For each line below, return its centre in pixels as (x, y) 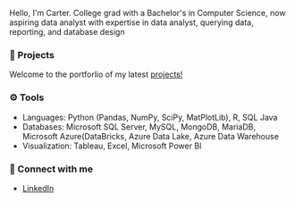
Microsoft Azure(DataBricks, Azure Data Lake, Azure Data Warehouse (151, 136)
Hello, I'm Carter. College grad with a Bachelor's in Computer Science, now (147, 13)
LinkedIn (38, 188)
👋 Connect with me (51, 169)
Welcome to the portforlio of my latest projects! (96, 74)
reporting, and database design (67, 32)
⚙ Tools (27, 97)
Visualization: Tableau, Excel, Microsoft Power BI (112, 146)
